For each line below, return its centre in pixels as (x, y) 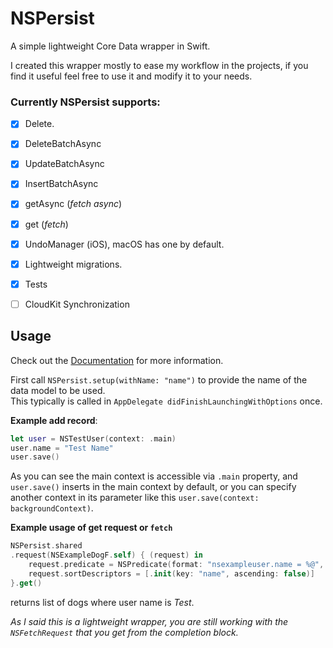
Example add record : (54, 420)
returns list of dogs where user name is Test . (102, 602)
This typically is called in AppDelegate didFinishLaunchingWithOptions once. (166, 401)
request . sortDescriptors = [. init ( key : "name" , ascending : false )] (171, 573)
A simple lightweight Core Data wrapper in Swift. (110, 46)
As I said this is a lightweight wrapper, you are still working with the (149, 621)
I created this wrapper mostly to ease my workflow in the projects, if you (159, 65)
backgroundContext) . (52, 508)
